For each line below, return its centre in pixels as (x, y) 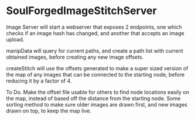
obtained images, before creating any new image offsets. (75, 57)
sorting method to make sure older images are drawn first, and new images (97, 104)
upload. (15, 39)
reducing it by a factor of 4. (39, 81)
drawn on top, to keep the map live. (49, 111)
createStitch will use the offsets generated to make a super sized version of (97, 68)
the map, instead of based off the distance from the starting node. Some (93, 98)
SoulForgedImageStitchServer (81, 11)
